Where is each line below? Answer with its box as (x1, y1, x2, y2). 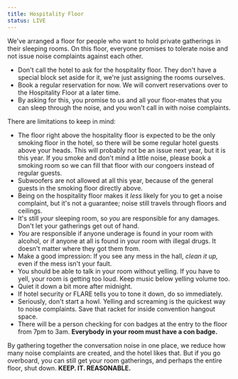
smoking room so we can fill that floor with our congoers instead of (17, 161, 215, 169)
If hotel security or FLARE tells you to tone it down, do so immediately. (17, 289, 223, 298)
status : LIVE (7, 17, 46, 24)
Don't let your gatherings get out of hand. (17, 221, 140, 230)
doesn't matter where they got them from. (17, 244, 141, 252)
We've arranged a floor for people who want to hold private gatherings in (7, 36, 222, 45)
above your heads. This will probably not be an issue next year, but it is (17, 146, 226, 154)
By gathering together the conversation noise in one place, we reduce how (7, 341, 226, 349)
